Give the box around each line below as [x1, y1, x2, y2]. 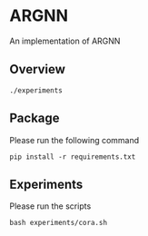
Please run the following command [9, 134, 140, 145]
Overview [9, 62, 66, 77]
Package [9, 111, 61, 126]
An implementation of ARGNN [9, 35, 121, 46]
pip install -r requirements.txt [9, 152, 136, 162]
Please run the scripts [9, 201, 92, 211]
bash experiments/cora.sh [9, 219, 107, 228]
